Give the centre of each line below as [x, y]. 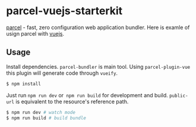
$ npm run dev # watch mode [41, 112]
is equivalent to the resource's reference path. [72, 101]
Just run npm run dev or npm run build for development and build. [87, 95]
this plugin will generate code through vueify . [62, 73]
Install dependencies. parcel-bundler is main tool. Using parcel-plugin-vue [98, 66]
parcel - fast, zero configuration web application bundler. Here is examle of [98, 27]
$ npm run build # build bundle [46, 118]
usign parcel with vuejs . [35, 33]
